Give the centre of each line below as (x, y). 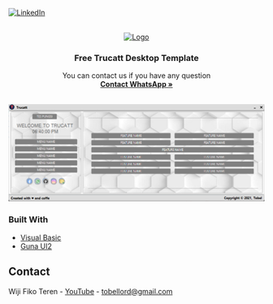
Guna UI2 (36, 246)
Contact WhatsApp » (136, 85)
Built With (28, 219)
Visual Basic (41, 237)
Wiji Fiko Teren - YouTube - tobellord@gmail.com (91, 291)
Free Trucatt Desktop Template (136, 58)
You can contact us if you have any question (136, 76)
